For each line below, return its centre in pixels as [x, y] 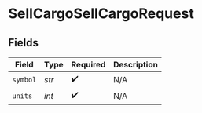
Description [136, 65]
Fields [24, 43]
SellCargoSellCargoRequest [101, 14]
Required [88, 65]
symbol [24, 80]
